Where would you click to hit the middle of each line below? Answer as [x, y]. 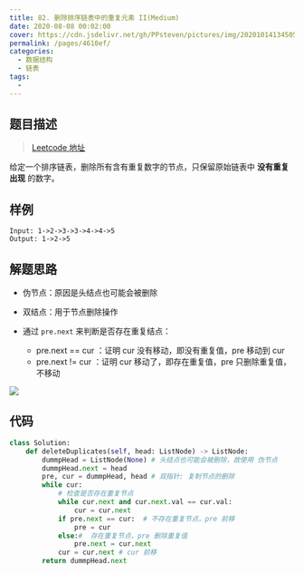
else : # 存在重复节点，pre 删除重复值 [123, 536]
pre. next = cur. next [113, 544]
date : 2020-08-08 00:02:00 [60, 26]
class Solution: [40, 443]
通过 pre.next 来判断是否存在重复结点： [96, 331]
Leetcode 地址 [58, 148]
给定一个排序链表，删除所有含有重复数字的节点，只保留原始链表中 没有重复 [149, 167]
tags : [19, 77]
